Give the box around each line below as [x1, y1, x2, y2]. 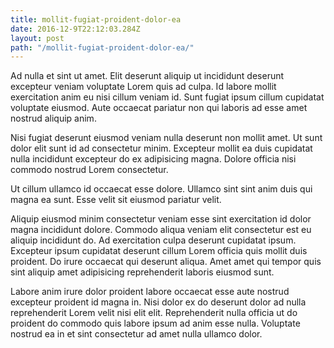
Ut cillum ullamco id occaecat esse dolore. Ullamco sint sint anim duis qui [10, 183, 313, 195]
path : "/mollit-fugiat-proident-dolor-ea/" [10, 42, 195, 53]
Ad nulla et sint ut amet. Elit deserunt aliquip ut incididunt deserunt [10, 70, 285, 82]
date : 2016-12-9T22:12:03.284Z [10, 24, 141, 34]
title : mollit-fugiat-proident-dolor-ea [10, 14, 182, 25]
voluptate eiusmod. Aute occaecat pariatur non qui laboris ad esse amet [10, 102, 308, 114]
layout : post [10, 33, 65, 43]
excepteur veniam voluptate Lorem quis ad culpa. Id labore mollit [10, 81, 277, 93]
